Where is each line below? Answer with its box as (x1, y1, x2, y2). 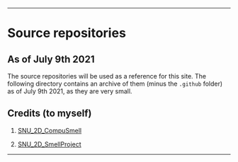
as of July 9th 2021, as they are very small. (7, 87, 132, 96)
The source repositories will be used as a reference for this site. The (7, 72, 207, 80)
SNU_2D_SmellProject (17, 139, 81, 149)
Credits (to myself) (7, 108, 92, 120)
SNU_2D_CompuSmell (17, 126, 82, 134)
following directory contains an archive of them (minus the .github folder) (7, 79, 223, 88)
